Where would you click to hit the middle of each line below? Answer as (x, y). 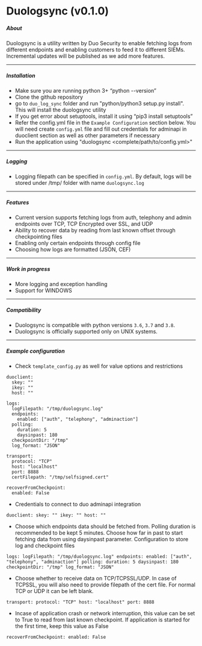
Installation (21, 75)
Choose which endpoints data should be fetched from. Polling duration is (105, 526)
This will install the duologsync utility (60, 110)
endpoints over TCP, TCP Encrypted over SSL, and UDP (84, 224)
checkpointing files (38, 237)
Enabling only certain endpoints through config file (78, 243)
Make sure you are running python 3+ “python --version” (85, 91)
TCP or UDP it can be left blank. (54, 591)
